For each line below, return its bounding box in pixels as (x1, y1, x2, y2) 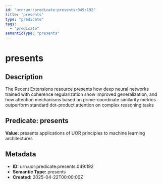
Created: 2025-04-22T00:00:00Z (12, 174, 83, 180)
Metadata (5, 150, 36, 159)
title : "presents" (5, 12, 44, 17)
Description (5, 73, 43, 81)
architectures (5, 135, 33, 141)
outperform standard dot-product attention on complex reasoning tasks (5, 102, 154, 108)
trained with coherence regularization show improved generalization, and (5, 91, 157, 97)
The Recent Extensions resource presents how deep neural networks (5, 86, 149, 92)
